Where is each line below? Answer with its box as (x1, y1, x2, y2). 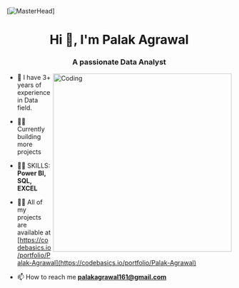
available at (16, 228, 51, 237)
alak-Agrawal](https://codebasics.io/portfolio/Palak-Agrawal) (16, 259, 197, 267)
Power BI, (16, 169, 46, 178)
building (16, 133, 41, 141)
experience (16, 88, 51, 97)
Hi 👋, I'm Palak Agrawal (49, 32, 189, 48)
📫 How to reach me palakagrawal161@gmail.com (16, 273, 167, 282)
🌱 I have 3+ (16, 73, 51, 82)
